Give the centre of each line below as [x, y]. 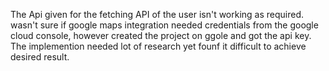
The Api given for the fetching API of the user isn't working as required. [157, 14]
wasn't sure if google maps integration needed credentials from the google [164, 25]
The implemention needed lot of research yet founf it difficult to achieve [158, 46]
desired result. [40, 57]
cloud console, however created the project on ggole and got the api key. [161, 35]
